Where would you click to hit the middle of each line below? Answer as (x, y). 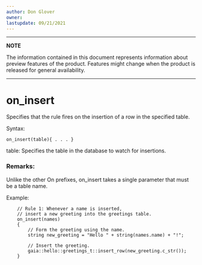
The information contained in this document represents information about (97, 57)
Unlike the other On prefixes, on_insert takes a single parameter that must (98, 179)
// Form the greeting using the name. (76, 229)
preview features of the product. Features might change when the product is (101, 64)
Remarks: (20, 166)
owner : (14, 17)
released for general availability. (46, 70)
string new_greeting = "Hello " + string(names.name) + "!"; (106, 235)
